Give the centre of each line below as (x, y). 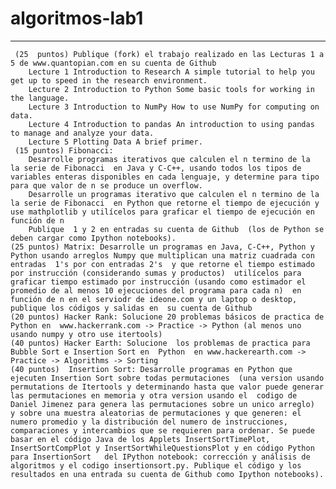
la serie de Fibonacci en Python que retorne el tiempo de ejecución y (165, 203)
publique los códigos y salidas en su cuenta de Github (131, 308)
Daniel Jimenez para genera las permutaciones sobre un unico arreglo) (162, 404)
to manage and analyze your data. (82, 133)
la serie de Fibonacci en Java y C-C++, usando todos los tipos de (156, 168)
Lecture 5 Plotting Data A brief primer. (115, 142)
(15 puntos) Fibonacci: (64, 150)
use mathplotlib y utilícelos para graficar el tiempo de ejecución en (162, 212)
